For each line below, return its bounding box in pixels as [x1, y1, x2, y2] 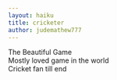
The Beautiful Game [8, 48, 73, 57]
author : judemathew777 [8, 26, 82, 34]
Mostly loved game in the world [8, 56, 109, 65]
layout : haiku [8, 11, 55, 20]
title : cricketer [8, 19, 65, 27]
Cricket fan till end [8, 64, 67, 74]
